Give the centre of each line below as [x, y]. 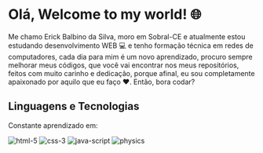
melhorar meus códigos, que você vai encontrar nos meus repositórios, [124, 65]
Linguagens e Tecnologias [74, 106]
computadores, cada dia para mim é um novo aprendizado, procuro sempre [130, 56]
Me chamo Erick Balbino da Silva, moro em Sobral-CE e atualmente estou [127, 36]
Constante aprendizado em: [53, 125]
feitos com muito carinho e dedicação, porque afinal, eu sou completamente [131, 73]
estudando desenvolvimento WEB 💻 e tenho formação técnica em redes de [131, 46]
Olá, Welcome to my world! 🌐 [105, 15]
